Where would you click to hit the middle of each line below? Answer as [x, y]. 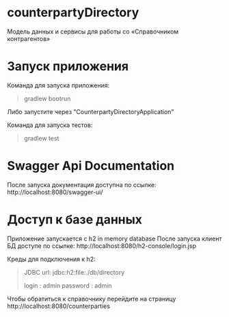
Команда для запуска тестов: [50, 125]
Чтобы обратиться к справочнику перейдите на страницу [92, 299]
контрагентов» [29, 38]
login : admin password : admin [68, 286]
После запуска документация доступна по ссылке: [82, 184]
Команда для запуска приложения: [58, 85]
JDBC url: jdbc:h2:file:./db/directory [74, 272]
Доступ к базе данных [75, 219]
